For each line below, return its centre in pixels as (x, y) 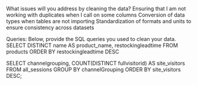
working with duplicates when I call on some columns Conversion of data (96, 15)
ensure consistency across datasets (50, 27)
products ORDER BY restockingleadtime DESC (63, 52)
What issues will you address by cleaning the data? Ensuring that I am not (96, 9)
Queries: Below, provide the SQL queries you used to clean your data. (91, 39)
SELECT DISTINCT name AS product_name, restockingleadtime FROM (92, 45)
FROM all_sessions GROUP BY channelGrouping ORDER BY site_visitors (93, 70)
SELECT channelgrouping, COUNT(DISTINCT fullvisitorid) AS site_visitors (96, 63)
